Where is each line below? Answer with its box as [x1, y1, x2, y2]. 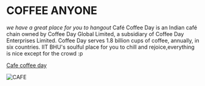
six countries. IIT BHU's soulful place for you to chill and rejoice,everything [6, 43, 195, 51]
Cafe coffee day [6, 62, 47, 69]
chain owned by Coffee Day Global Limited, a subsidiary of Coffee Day [6, 30, 184, 37]
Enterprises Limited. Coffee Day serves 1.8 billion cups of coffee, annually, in [6, 37, 199, 44]
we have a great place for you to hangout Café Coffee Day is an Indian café [6, 24, 198, 31]
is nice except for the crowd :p [6, 49, 83, 57]
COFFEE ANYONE [6, 4, 98, 18]
